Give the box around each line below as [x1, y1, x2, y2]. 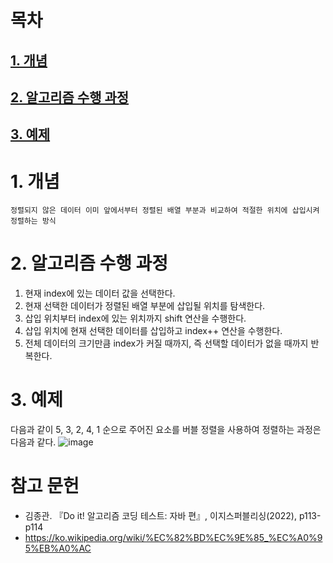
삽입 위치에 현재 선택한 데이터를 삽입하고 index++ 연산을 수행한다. [24, 325, 283, 337]
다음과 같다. [10, 436, 57, 448]
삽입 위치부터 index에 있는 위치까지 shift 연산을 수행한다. [24, 312, 247, 325]
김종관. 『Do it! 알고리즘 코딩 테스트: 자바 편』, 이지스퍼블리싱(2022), [24, 510, 297, 522]
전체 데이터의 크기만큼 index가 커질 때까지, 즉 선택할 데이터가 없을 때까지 [24, 337, 309, 350]
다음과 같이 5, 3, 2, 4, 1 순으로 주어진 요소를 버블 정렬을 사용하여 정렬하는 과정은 [10, 424, 322, 436]
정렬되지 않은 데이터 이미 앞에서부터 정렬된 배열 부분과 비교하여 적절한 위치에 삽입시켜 [10, 206, 320, 216]
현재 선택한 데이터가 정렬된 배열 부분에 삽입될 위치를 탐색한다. [24, 300, 266, 312]
